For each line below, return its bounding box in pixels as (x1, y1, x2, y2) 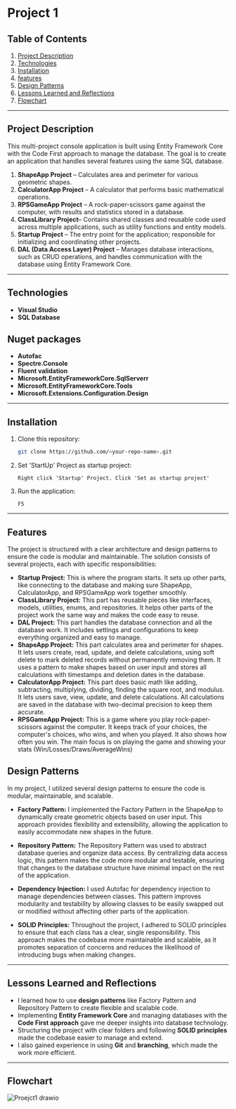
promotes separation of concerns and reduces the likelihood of (17, 943, 201, 951)
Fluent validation (17, 367, 68, 375)
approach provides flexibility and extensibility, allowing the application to (17, 820, 228, 828)
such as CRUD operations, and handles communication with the (17, 252, 202, 261)
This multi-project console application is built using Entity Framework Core (7, 142, 223, 150)
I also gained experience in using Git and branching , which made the (17, 1041, 218, 1049)
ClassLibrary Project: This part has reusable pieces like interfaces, (17, 596, 212, 604)
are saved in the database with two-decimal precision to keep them (17, 700, 213, 709)
